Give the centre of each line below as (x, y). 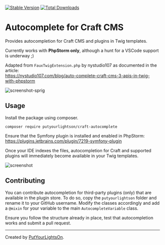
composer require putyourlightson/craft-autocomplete (61, 127)
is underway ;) (20, 55)
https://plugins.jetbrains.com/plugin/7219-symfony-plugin (63, 141)
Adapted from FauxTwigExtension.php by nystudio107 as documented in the (81, 65)
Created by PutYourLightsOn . (35, 237)
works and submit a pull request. (38, 223)
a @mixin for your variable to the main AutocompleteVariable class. (72, 208)
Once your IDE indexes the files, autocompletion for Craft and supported (78, 150)
